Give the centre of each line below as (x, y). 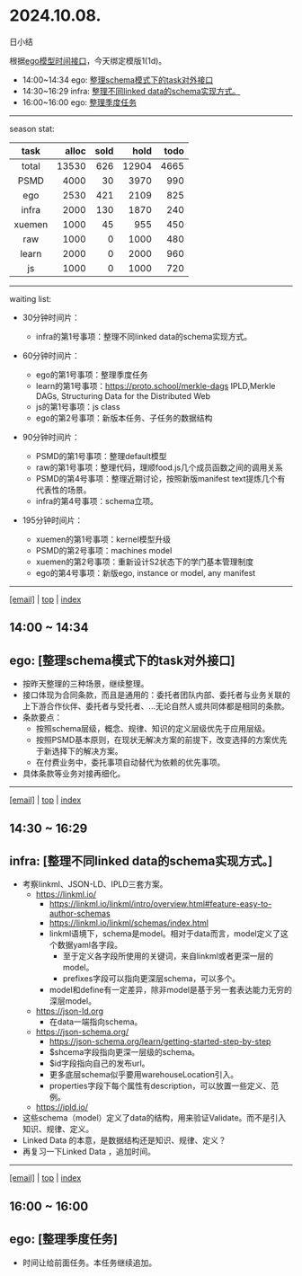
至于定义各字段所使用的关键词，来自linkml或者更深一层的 (168, 956)
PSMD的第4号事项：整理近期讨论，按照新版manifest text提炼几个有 (160, 478)
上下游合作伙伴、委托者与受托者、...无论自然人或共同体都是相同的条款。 (155, 706)
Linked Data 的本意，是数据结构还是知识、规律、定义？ (124, 1140)
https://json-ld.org (70, 1011)
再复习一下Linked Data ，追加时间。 (89, 1152)
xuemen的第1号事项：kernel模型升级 (103, 539)
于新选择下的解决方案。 (79, 751)
